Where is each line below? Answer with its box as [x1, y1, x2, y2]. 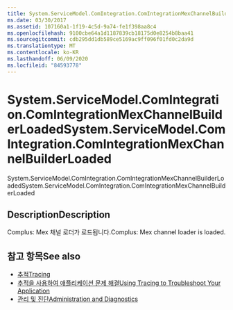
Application [17, 286, 51, 295]
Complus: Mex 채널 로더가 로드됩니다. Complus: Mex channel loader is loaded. [7, 228, 226, 236]
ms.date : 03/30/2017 [7, 17, 67, 24]
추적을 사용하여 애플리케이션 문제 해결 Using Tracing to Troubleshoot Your [17, 279, 221, 287]
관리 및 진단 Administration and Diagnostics [17, 295, 139, 303]
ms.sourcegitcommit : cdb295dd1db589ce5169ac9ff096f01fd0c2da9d [7, 36, 194, 43]
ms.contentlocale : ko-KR [7, 49, 79, 56]
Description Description [7, 209, 111, 220]
